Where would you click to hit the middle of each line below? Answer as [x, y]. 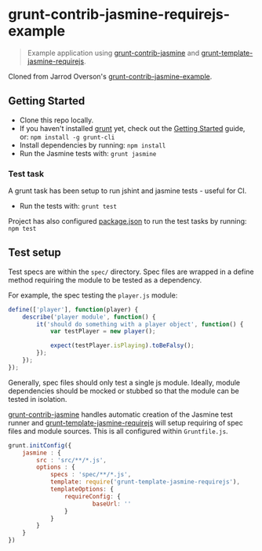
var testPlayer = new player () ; [103, 331]
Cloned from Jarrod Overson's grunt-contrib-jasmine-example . [110, 76]
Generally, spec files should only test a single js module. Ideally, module [124, 382]
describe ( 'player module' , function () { [89, 317]
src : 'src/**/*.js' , [72, 460]
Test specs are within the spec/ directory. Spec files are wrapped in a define [131, 272]
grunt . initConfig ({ [40, 445]
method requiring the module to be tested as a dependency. [105, 279]
